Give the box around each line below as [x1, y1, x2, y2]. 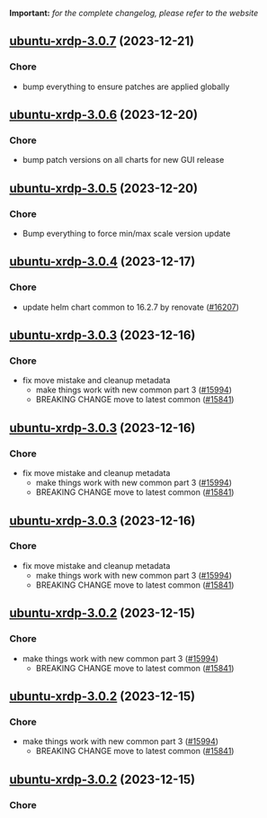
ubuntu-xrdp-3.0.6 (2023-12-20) [9, 107, 199, 122]
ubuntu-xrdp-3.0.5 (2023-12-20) [9, 180, 199, 196]
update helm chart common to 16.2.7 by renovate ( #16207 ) [22, 301, 240, 312]
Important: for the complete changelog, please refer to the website [9, 8, 259, 18]
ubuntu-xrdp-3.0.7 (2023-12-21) [9, 33, 195, 49]
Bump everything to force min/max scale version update [22, 229, 231, 239]
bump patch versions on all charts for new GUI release [22, 155, 225, 166]
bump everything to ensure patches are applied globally [22, 81, 230, 92]
